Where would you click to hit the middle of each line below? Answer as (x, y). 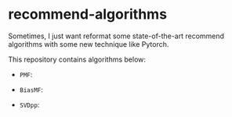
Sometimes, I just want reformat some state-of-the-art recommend (116, 36)
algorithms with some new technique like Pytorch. (89, 44)
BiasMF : (31, 89)
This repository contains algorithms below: (77, 59)
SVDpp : (29, 105)
